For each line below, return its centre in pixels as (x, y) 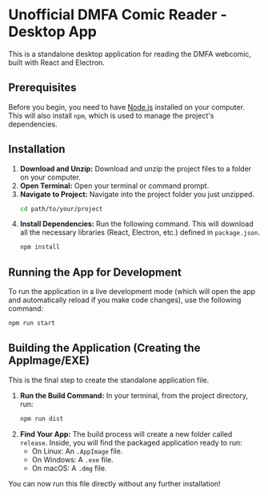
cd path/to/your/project (61, 209)
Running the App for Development (95, 272)
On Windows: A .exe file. (72, 459)
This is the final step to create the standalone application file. (109, 380)
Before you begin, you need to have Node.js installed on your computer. (127, 107)
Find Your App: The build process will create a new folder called (126, 433)
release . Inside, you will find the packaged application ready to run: (131, 442)
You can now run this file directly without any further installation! (115, 483)
